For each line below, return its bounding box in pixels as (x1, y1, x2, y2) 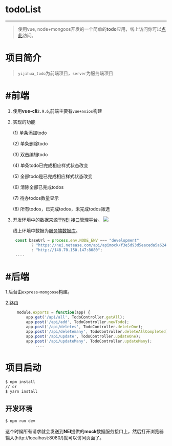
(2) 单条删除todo (12, 140, 48, 146)
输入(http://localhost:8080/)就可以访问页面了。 (5, 434, 104, 441)
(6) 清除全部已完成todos (12, 184, 64, 190)
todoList (5, 4, 41, 15)
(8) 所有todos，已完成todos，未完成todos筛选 (12, 206, 110, 212)
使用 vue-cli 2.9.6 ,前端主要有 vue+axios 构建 (12, 108, 102, 114)
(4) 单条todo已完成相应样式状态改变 (12, 162, 89, 168)
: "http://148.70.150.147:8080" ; (31, 247, 103, 252)
